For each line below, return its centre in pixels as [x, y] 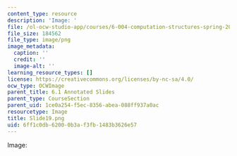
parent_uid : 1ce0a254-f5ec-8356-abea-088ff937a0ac [83, 105]
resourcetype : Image [38, 112]
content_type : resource [42, 14]
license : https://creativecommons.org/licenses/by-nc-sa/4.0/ [101, 79]
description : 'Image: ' [42, 20]
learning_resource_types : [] [50, 72]
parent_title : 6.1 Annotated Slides [61, 92]
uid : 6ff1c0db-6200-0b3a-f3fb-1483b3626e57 [72, 125]
